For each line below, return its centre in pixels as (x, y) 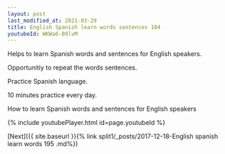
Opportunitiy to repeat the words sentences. (72, 67)
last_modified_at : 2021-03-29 (52, 21)
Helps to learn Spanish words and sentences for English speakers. (105, 54)
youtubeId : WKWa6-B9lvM (43, 34)
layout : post (27, 14)
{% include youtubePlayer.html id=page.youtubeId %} (87, 123)
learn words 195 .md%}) (43, 144)
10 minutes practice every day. (52, 95)
